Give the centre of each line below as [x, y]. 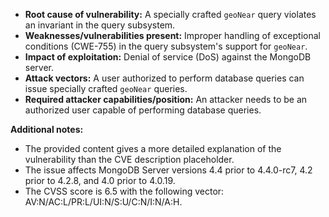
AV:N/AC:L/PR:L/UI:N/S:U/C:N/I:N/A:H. [103, 202]
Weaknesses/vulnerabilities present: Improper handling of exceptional [172, 35]
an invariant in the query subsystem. [100, 25]
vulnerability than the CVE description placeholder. [129, 159]
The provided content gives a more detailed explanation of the [153, 148]
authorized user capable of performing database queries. [143, 110]
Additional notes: [47, 129]
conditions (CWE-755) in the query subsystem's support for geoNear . [166, 46]
